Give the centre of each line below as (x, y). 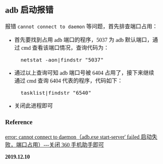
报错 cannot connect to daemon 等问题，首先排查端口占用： (81, 27)
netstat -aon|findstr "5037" (62, 60)
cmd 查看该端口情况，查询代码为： (65, 48)
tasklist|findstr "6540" (56, 93)
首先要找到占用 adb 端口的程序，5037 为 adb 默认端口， (83, 40)
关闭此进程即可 (34, 106)
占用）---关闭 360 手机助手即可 (65, 145)
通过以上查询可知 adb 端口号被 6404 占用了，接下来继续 (84, 73)
